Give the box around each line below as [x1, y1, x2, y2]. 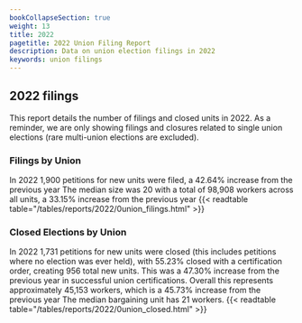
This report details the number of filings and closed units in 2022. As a [9, 112, 271, 123]
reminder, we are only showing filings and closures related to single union [9, 122, 283, 133]
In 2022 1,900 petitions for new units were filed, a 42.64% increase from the [9, 175, 293, 186]
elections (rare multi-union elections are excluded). [9, 132, 200, 143]
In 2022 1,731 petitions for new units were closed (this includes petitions [9, 246, 277, 257]
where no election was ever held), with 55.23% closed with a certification [9, 256, 282, 267]
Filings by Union [9, 154, 82, 167]
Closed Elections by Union [9, 226, 127, 239]
